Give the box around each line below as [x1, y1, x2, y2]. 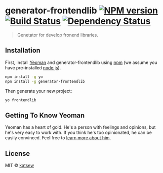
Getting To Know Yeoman [5, 111, 85, 119]
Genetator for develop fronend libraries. [17, 32, 98, 38]
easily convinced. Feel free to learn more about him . [5, 135, 111, 141]
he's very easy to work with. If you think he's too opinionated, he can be [5, 129, 152, 136]
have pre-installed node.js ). [5, 64, 61, 70]
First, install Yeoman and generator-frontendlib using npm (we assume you [5, 59, 157, 65]
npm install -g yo [5, 74, 43, 79]
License [5, 149, 30, 158]
